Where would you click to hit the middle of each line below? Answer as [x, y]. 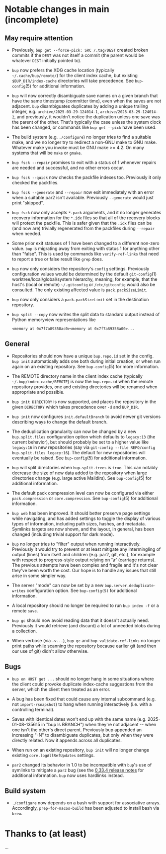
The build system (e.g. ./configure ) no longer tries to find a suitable [82, 137]
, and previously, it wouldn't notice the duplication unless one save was [87, 117]
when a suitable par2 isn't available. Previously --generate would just [83, 198]
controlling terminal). [33, 709]
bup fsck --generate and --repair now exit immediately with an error [83, 192]
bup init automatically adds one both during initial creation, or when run [86, 361]
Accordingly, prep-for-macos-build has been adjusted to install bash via [85, 808]
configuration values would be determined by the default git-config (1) [84, 274]
